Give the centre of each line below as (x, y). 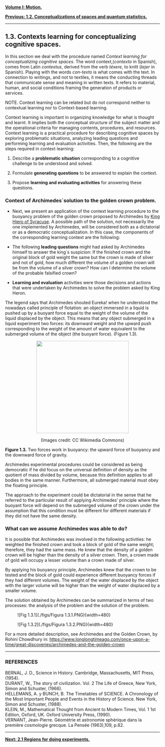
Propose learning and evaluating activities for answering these (77, 182)
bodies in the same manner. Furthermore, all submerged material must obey (82, 480)
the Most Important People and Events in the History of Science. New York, (81, 699)
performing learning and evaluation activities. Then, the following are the (79, 143)
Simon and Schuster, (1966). (34, 688)
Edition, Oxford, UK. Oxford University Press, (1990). (58, 715)
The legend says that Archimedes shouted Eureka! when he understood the (82, 303)
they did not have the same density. (41, 516)
